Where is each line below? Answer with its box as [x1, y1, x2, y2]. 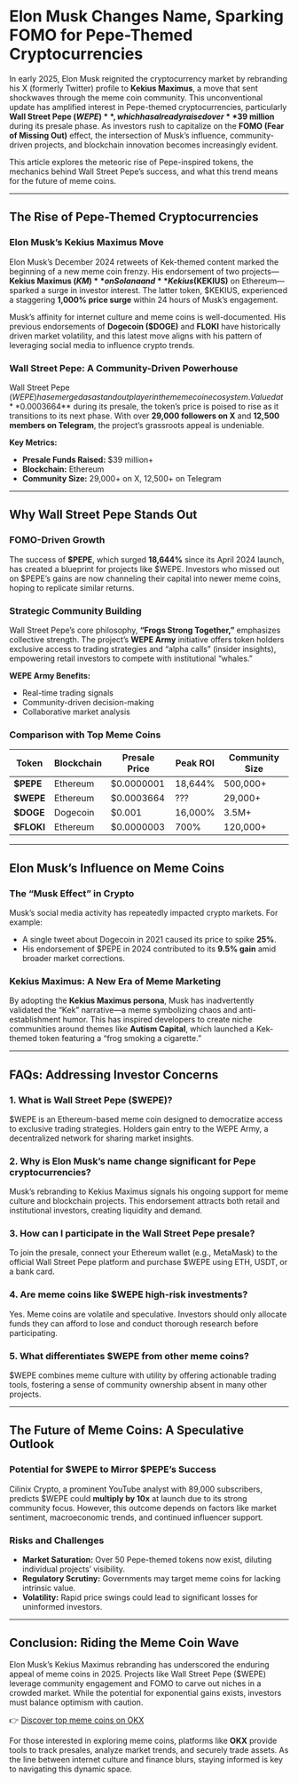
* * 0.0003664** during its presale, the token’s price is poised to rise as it [9, 401, 279, 411]
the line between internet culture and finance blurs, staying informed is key [9, 1754, 284, 1764]
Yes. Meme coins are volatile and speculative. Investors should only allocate [9, 1309, 287, 1319]
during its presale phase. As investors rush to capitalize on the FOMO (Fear [9, 120, 285, 131]
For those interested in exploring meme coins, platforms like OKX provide [9, 1735, 278, 1746]
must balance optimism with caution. [9, 1697, 144, 1707]
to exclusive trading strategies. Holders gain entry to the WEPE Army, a [9, 1123, 269, 1134]
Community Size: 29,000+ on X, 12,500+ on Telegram [21, 473, 222, 483]
